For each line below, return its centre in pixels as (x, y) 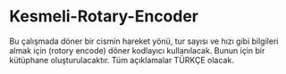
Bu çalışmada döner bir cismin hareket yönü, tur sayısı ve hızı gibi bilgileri (144, 41)
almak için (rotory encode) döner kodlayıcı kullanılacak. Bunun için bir (137, 50)
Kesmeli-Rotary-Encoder (104, 16)
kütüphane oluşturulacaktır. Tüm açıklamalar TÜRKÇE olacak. (122, 60)
